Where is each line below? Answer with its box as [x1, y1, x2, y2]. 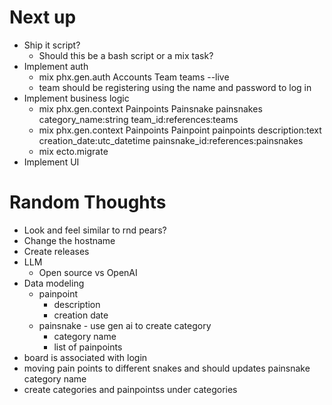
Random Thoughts [9, 191, 167, 214]
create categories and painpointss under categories [23, 383, 238, 395]
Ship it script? [23, 39, 81, 51]
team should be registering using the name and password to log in [38, 81, 312, 93]
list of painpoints [53, 341, 123, 353]
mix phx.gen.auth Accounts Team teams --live [38, 71, 230, 83]
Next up [9, 6, 77, 29]
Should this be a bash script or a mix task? [38, 49, 214, 61]
